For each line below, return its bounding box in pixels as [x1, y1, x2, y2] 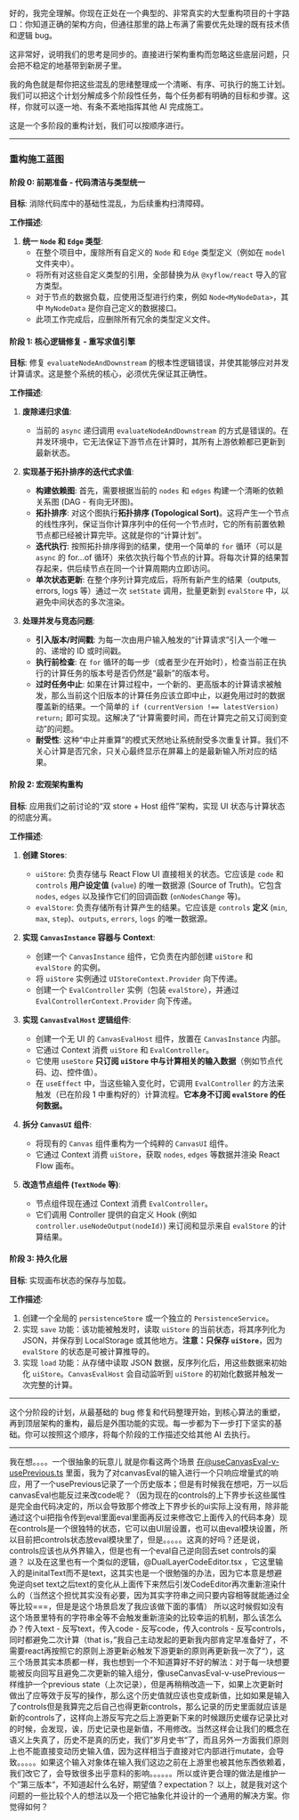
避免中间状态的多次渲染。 [35, 597, 130, 607]
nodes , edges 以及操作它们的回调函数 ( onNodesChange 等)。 [35, 890, 246, 901]
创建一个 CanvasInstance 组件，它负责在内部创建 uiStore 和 [35, 951, 254, 962]
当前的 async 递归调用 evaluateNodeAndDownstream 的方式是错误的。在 [35, 426, 289, 436]
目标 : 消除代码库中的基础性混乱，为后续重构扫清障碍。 [9, 199, 209, 209]
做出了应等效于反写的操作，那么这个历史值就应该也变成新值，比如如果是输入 [9, 1690, 290, 1701]
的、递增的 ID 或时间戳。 [35, 646, 126, 656]
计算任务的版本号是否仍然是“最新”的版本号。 [51, 668, 214, 678]
